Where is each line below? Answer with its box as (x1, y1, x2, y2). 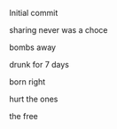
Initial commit (9, 8, 58, 18)
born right (9, 77, 46, 87)
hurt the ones (9, 93, 58, 104)
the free (9, 111, 38, 121)
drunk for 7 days (9, 60, 69, 69)
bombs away (9, 42, 56, 52)
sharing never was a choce (9, 25, 108, 35)
